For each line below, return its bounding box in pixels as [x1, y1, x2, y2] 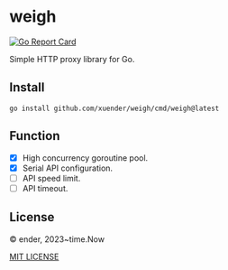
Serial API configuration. [22, 163, 114, 173]
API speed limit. [22, 172, 81, 183]
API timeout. [22, 182, 68, 193]
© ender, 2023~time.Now [9, 233, 105, 245]
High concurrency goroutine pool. [22, 152, 149, 163]
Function [9, 128, 60, 144]
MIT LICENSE [9, 251, 59, 262]
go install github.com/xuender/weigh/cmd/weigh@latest [9, 104, 220, 113]
